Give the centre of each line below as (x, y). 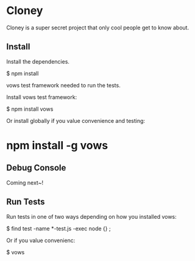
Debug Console (36, 168)
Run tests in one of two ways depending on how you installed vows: (91, 216)
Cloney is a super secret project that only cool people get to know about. (98, 28)
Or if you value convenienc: (41, 240)
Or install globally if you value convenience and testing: (76, 120)
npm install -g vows (57, 145)
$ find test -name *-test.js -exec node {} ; (58, 228)
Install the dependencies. (38, 61)
